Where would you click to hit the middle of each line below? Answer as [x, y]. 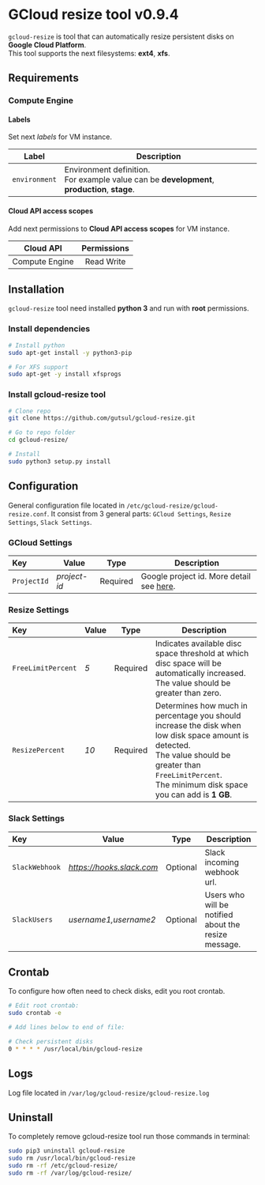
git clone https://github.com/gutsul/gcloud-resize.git [102, 418]
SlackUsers [32, 919]
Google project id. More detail [196, 576]
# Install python [37, 345]
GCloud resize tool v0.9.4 [93, 15]
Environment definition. [107, 170]
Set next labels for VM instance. [60, 137]
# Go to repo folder [42, 432]
